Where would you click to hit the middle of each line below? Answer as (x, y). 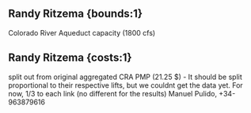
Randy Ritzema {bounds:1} (76, 14)
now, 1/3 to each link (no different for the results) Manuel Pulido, (113, 93)
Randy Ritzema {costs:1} (70, 58)
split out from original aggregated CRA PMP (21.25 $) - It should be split (125, 77)
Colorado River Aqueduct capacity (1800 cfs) (82, 32)
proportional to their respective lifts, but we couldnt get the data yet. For (125, 85)
